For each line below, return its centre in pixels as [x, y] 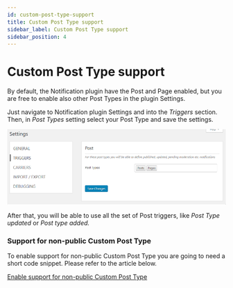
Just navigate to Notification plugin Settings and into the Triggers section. [112, 112]
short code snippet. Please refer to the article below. [82, 264]
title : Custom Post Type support [55, 22]
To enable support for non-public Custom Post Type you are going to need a [116, 256]
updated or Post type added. [49, 223]
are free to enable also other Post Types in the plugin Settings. [96, 99]
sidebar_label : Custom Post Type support [68, 29]
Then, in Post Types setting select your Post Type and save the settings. [110, 120]
